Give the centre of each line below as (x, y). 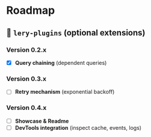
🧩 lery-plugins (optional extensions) (76, 33)
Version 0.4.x (26, 108)
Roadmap (31, 11)
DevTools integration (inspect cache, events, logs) (78, 127)
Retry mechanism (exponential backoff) (65, 92)
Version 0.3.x (26, 79)
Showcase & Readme (42, 121)
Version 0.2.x (26, 50)
